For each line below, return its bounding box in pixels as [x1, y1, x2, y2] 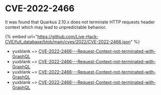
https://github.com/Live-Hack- [37, 34, 99, 39]
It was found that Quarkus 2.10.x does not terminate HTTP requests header [5, 19, 155, 25]
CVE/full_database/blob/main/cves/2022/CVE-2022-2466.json [5, 38, 131, 44]
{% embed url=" [5, 34, 38, 39]
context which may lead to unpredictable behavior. [5, 24, 107, 30]
